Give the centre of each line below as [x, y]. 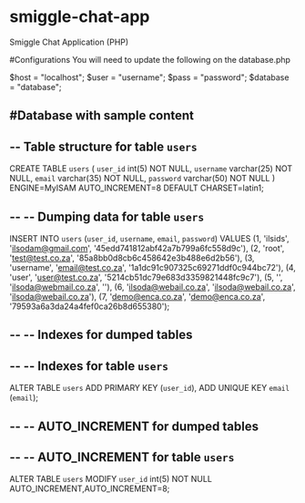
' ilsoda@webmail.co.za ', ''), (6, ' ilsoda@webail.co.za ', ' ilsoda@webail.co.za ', [152, 287]
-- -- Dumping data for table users [107, 216]
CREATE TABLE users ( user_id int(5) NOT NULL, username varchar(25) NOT [151, 169]
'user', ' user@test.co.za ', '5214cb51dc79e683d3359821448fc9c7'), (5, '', [146, 277]
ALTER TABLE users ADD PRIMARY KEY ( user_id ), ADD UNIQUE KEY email [149, 388]
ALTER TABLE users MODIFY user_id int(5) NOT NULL [111, 479]
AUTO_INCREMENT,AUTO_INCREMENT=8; [90, 488]
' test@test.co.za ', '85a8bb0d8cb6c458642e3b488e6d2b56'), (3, [132, 258]
